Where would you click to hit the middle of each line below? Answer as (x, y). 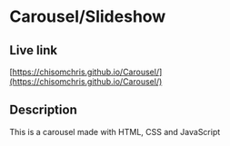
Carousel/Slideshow (88, 17)
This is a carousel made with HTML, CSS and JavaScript (115, 131)
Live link (33, 50)
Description (43, 110)
